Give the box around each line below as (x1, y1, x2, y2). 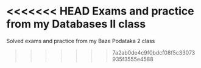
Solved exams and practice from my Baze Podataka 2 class (6, 37, 155, 44)
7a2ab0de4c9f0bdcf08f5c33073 (112, 49, 196, 56)
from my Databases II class (6, 17, 146, 31)
